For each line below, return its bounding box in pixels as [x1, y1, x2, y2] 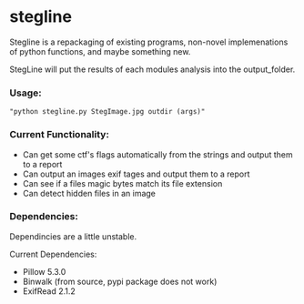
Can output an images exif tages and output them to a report [22, 168, 250, 179]
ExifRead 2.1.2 [22, 285, 76, 297]
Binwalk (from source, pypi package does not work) [22, 276, 218, 287]
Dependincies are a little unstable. [9, 230, 137, 242]
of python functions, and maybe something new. [9, 46, 191, 56]
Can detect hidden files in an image [22, 187, 157, 198]
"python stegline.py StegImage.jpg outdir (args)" [9, 107, 206, 117]
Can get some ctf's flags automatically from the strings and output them [22, 148, 293, 160]
